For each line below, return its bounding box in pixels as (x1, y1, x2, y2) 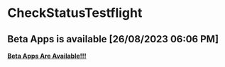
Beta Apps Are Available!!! (7, 51, 87, 60)
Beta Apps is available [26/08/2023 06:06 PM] (7, 33, 219, 45)
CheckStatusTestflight (7, 5, 143, 21)
